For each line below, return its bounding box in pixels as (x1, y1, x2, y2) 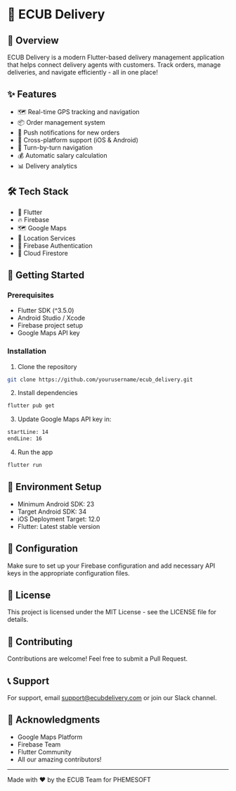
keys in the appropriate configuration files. (7, 568, 130, 577)
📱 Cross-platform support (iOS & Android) (17, 135, 139, 144)
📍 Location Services (17, 234, 76, 242)
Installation (7, 347, 47, 356)
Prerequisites (7, 290, 54, 300)
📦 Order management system (17, 118, 105, 126)
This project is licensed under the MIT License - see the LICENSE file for (7, 608, 216, 616)
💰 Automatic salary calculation (17, 151, 107, 159)
